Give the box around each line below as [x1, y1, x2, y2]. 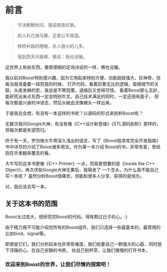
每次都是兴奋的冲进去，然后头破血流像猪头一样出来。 [5, 99, 114, 105]
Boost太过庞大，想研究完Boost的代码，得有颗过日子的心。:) [5, 213, 128, 219]
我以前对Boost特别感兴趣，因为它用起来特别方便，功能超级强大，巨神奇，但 [5, 75, 161, 81]
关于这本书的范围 [5, 199, 58, 208]
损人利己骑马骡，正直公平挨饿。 [17, 32, 83, 38]
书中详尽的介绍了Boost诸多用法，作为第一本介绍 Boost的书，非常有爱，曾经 [5, 144, 161, 150]
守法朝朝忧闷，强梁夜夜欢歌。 [17, 22, 79, 28]
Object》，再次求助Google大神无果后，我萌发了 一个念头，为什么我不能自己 [5, 167, 159, 173]
